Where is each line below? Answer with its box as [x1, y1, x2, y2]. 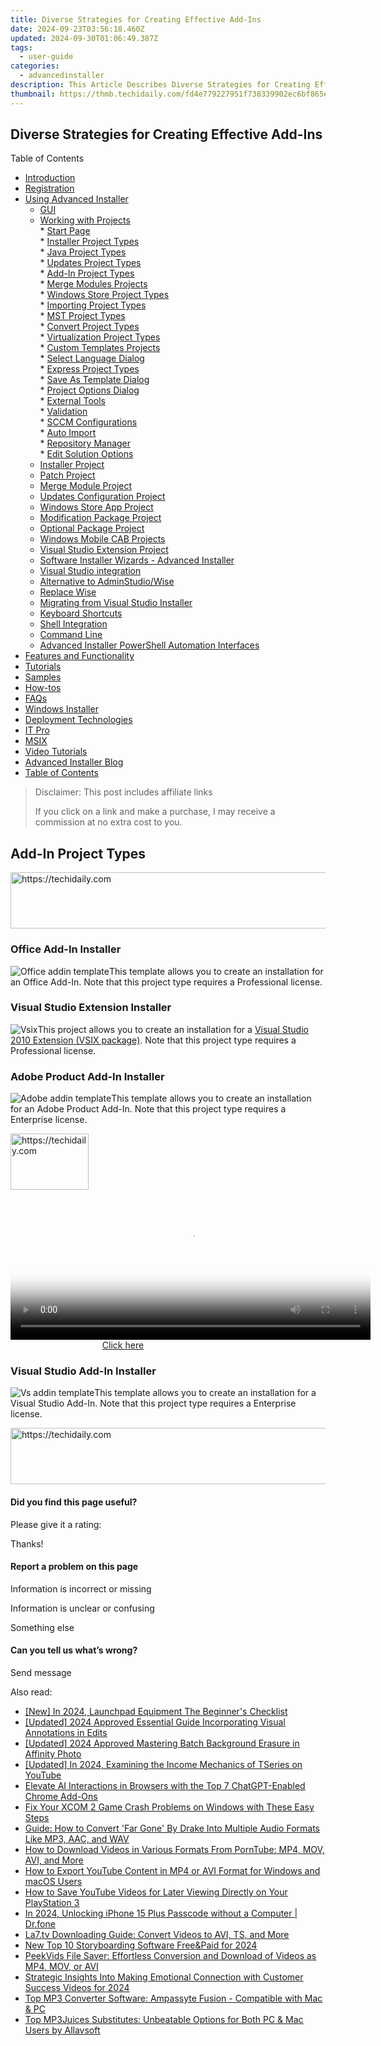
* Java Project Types [39, 246, 127, 258]
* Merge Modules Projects [39, 278, 148, 290]
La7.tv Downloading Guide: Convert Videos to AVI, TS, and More [24, 1929, 290, 1941]
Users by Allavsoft [24, 2024, 101, 2036]
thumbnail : [10, 89, 56, 99]
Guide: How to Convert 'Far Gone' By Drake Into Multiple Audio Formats [24, 1822, 320, 1835]
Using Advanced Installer [24, 193, 129, 205]
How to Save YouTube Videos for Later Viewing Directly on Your [24, 1886, 288, 1898]
